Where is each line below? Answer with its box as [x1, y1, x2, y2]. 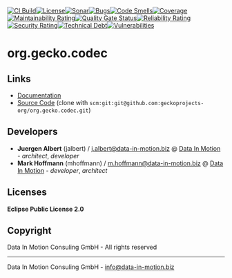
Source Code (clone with [17, 99, 88, 106]
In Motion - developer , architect [17, 166, 108, 174]
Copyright [7, 225, 52, 237]
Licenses [7, 187, 47, 198]
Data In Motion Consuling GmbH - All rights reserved [7, 243, 157, 252]
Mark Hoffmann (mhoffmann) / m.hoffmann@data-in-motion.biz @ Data [17, 159, 224, 167]
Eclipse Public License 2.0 [7, 205, 84, 213]
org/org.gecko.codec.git [17, 107, 89, 114]
